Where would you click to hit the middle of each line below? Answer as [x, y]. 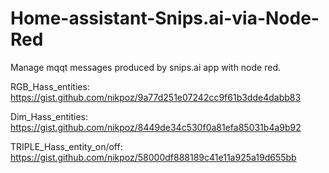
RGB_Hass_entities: [50, 86]
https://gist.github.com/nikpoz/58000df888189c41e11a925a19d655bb [153, 157]
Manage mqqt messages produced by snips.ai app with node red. [145, 67]
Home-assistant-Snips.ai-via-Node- [165, 18]
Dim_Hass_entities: [49, 116]
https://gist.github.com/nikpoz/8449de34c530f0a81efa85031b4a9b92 [156, 127]
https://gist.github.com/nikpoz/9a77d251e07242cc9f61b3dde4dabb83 [156, 97]
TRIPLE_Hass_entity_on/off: [66, 146]
